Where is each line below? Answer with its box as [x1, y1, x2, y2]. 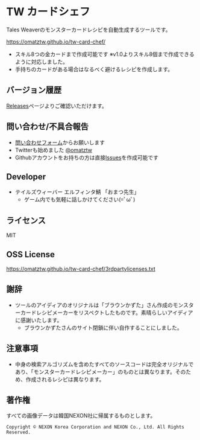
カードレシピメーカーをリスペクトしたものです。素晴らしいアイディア [20, 308, 193, 316]
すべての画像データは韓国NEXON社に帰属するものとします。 [6, 412, 156, 419]
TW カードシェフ [6, 5, 90, 19]
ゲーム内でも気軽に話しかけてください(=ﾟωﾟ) [23, 196, 136, 203]
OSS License [6, 249, 55, 260]
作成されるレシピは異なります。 [25, 375, 105, 383]
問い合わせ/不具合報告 [6, 121, 89, 132]
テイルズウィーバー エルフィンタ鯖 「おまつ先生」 [14, 188, 140, 196]
